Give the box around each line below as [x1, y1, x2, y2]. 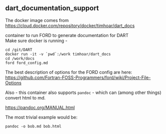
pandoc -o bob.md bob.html [5, 123, 62, 129]
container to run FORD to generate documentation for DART [5, 32, 129, 38]
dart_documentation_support [5, 4, 99, 12]
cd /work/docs [5, 56, 35, 61]
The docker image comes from [5, 17, 69, 23]
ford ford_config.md [5, 60, 49, 65]
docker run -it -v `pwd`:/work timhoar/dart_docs [5, 51, 111, 56]
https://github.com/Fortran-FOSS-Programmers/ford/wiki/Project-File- [5, 74, 151, 80]
